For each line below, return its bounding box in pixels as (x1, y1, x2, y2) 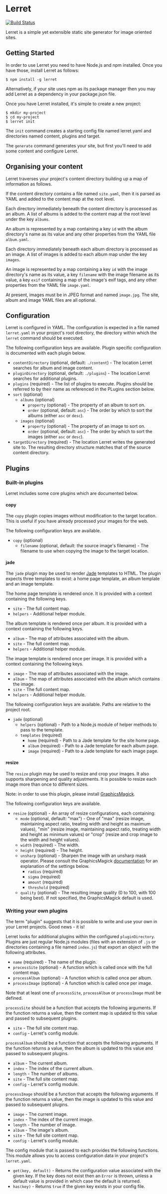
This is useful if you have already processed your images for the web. (5, 518, 149, 524)
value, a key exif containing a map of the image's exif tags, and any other (5, 277, 157, 283)
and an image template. (5, 581, 54, 587)
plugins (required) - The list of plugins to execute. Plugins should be (12, 381, 153, 387)
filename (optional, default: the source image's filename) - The (20, 543, 149, 549)
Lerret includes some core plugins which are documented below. (5, 490, 139, 496)
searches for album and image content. (12, 365, 93, 371)
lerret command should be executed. (5, 335, 84, 341)
